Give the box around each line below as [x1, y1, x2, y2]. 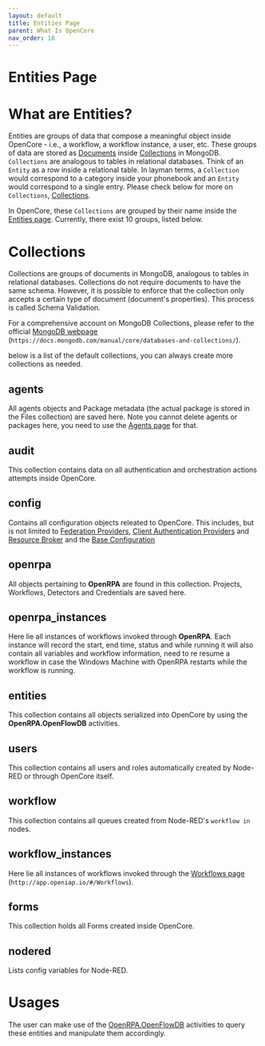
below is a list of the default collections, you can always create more [8, 351, 234, 360]
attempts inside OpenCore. [8, 473, 97, 483]
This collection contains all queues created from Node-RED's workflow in [8, 815, 251, 825]
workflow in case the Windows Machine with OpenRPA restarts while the [8, 657, 247, 667]
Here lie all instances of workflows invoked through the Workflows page [8, 868, 245, 878]
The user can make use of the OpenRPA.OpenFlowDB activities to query [8, 1020, 246, 1030]
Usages [8, 993, 60, 1012]
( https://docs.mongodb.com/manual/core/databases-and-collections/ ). [8, 335, 241, 345]
